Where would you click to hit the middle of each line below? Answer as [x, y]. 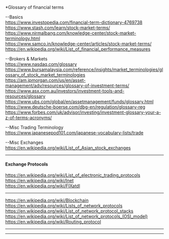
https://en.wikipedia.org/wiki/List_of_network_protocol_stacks [69, 211]
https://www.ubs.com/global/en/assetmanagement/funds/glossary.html [79, 102]
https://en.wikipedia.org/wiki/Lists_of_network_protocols [64, 206]
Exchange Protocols [27, 164]
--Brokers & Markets [26, 59]
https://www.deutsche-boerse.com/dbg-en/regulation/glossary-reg [75, 107]
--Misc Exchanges [24, 142]
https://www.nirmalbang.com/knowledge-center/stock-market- [71, 33]
